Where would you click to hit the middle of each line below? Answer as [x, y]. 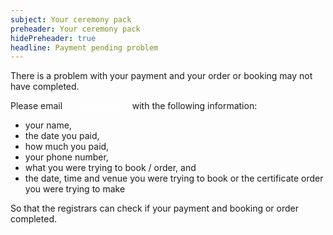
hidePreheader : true [53, 38]
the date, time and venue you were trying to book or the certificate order [174, 178]
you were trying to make [75, 189]
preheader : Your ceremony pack [75, 29]
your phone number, [66, 157]
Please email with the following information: [134, 106]
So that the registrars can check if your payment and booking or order [154, 208]
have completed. [45, 87]
